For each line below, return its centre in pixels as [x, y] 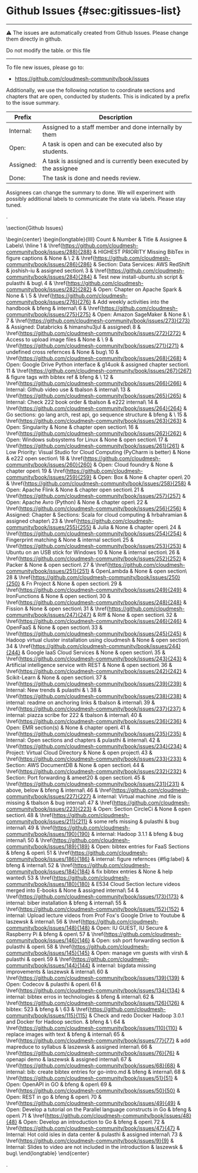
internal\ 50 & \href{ [30, 840]
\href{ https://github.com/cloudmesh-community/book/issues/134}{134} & [95, 990]
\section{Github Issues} [35, 227]
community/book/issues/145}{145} [48, 953]
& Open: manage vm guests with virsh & [140, 953]
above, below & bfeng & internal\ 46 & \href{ [60, 790]
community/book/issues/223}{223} [49, 809]
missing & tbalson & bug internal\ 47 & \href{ [60, 802]
